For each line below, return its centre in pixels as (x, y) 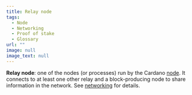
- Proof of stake (33, 34)
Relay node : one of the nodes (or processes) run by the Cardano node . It (96, 72)
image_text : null (28, 56)
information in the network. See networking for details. (73, 85)
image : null (21, 50)
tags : (13, 17)
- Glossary (25, 39)
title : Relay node (29, 12)
